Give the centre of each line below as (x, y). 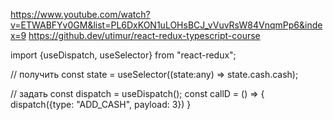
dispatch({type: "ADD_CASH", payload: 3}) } (101, 104)
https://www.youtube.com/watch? (80, 14)
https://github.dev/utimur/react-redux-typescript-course (144, 35)
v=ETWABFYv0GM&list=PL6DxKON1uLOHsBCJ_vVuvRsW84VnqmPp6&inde (166, 25)
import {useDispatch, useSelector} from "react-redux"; (123, 55)
